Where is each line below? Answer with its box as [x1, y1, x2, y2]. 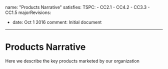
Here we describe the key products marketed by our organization [5, 57, 140, 64]
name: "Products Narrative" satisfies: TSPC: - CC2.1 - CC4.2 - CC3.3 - [5, 4, 150, 10]
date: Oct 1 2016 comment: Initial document [12, 19, 102, 25]
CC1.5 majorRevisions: [5, 9, 51, 15]
